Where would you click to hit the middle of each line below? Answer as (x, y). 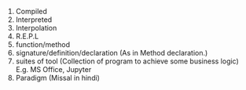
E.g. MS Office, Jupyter (53, 69)
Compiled (31, 11)
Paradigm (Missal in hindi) (58, 78)
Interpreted (34, 20)
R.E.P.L (27, 36)
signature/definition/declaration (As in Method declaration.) (112, 53)
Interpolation (36, 28)
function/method (43, 45)
